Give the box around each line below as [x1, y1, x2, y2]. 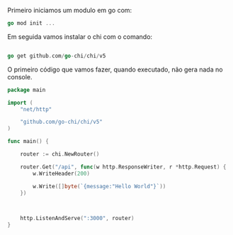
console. [7, 72, 33, 81]
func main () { [7, 138, 50, 145]
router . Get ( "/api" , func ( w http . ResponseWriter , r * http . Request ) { [20, 163, 227, 171]
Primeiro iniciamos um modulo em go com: [7, 6, 132, 14]
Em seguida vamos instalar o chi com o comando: [7, 32, 153, 41]
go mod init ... [7, 20, 55, 27]
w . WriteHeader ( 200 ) [33, 170, 91, 177]
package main [7, 86, 46, 93]
